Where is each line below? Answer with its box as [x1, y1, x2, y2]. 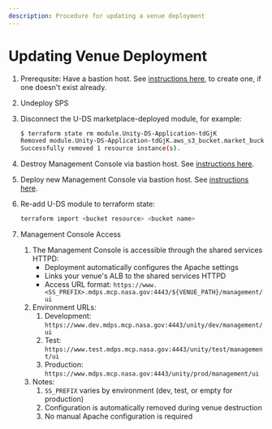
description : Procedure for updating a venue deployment [8, 11, 205, 20]
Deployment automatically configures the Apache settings [44, 263, 240, 272]
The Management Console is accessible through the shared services [32, 245, 263, 255]
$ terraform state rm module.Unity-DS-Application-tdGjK [19, 129, 218, 138]
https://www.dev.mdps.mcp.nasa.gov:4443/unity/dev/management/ [44, 321, 263, 329]
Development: [44, 311, 92, 321]
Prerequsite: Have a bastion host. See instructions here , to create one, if [19, 74, 261, 84]
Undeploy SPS [19, 98, 69, 108]
